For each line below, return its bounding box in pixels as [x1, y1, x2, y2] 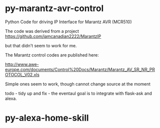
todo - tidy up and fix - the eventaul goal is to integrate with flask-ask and [5, 90, 152, 96]
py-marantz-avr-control [5, 3, 104, 14]
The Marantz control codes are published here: [5, 52, 99, 58]
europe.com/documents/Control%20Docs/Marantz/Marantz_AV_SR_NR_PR [5, 66, 155, 72]
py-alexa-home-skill [5, 113, 89, 124]
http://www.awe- [5, 61, 39, 67]
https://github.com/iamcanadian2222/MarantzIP [5, 33, 101, 39]
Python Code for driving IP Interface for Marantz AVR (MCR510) [5, 19, 132, 25]
